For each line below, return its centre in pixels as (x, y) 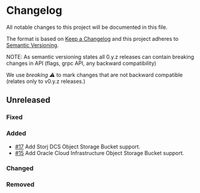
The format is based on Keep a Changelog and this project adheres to (92, 38)
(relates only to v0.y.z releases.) (46, 81)
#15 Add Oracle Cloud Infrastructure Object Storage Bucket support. (99, 153)
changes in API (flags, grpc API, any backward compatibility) (81, 63)
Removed (20, 185)
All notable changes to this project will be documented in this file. (87, 27)
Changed (20, 168)
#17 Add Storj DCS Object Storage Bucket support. (77, 146)
